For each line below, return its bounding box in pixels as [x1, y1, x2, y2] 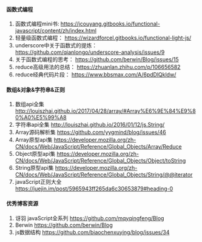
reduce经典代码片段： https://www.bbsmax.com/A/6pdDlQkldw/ [15, 71, 177, 78]
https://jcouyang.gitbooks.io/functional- [60, 20, 161, 27]
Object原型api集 [15, 150, 56, 158]
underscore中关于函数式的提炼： [15, 42, 98, 49]
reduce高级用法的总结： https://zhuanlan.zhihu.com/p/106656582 [15, 64, 181, 71]
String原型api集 [15, 164, 54, 172]
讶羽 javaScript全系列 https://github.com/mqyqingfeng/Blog [15, 214, 164, 221]
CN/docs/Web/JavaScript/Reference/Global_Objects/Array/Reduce [15, 143, 182, 150]
